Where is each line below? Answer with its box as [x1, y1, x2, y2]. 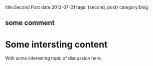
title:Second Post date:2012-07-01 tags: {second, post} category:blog [5, 4, 149, 10]
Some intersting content [5, 38, 108, 50]
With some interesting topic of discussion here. [5, 55, 102, 61]
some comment [5, 18, 55, 27]
